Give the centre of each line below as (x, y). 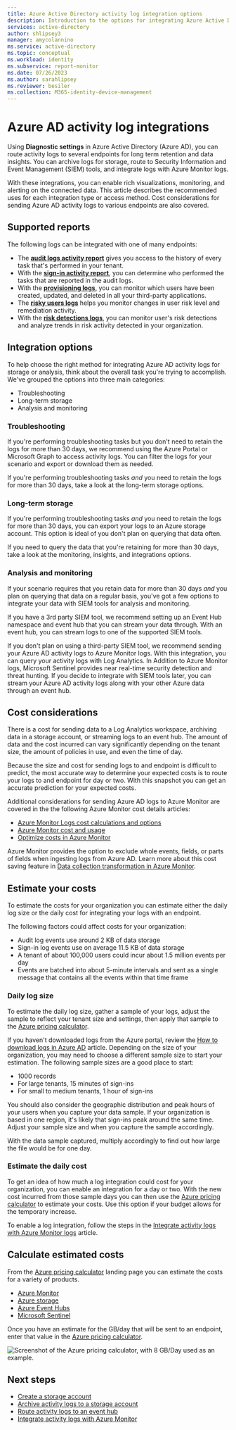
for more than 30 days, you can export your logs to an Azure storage (106, 526)
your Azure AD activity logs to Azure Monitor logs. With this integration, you (117, 653)
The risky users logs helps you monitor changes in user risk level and (118, 303)
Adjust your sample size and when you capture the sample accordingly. (111, 1127)
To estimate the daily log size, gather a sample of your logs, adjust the (109, 1011)
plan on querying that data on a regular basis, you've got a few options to (113, 596)
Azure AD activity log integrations (108, 127)
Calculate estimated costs (66, 1255)
